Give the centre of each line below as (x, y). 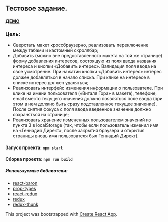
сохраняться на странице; (41, 115)
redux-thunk (25, 205)
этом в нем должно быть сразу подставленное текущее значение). (85, 104)
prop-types (24, 189)
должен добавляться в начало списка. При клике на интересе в (81, 77)
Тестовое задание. (36, 8)
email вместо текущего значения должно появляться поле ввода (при (88, 99)
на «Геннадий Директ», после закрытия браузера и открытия (78, 131)
